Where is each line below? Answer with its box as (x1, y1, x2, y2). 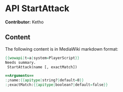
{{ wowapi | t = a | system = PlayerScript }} (5, 55, 80, 60)
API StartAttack (5, 3, 70, 14)
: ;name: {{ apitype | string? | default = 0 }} (5, 78, 84, 83)
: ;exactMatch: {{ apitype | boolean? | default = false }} (5, 82, 108, 88)
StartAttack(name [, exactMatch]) (7, 64, 78, 70)
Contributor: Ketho (5, 19, 44, 25)
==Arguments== (5, 74, 34, 78)
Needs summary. (5, 60, 36, 65)
